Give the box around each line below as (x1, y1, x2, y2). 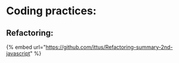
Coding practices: (6, 4, 97, 18)
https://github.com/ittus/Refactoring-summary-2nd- (45, 43, 173, 51)
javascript (6, 50, 31, 57)
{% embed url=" (6, 43, 46, 51)
